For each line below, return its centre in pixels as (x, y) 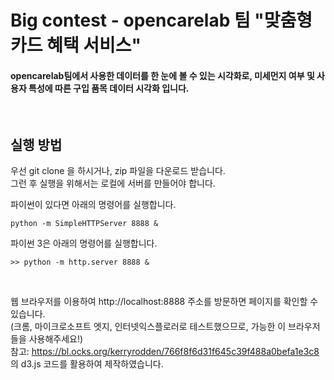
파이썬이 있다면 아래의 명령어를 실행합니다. (93, 205)
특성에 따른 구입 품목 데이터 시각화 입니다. (109, 88)
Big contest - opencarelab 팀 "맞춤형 (161, 20)
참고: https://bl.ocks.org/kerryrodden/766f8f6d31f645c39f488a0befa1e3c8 (165, 352)
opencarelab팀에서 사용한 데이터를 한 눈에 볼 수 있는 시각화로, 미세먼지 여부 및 (162, 75)
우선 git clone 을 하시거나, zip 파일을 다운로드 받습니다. (118, 171)
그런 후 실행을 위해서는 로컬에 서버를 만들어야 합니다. (113, 183)
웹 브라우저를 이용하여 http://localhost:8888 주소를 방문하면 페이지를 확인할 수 (164, 302)
